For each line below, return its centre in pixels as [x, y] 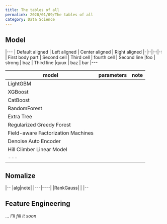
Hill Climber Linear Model [37, 150]
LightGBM [20, 84]
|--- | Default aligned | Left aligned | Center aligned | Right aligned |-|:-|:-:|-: [84, 52]
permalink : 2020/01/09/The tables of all [49, 15]
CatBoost [19, 100]
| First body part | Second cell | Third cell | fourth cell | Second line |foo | [80, 57]
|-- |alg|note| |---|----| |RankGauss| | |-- [47, 188]
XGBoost [18, 92]
